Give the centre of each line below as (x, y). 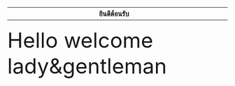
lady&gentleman (87, 66)
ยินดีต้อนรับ (114, 14)
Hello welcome (80, 40)
